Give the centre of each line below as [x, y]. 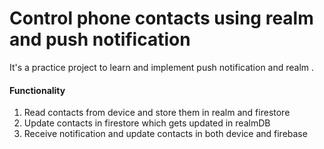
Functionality [37, 90]
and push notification [100, 39]
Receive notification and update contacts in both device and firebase [165, 134]
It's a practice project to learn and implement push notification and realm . [162, 67]
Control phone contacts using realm [161, 18]
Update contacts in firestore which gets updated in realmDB [147, 123]
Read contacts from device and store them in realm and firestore [157, 113]
